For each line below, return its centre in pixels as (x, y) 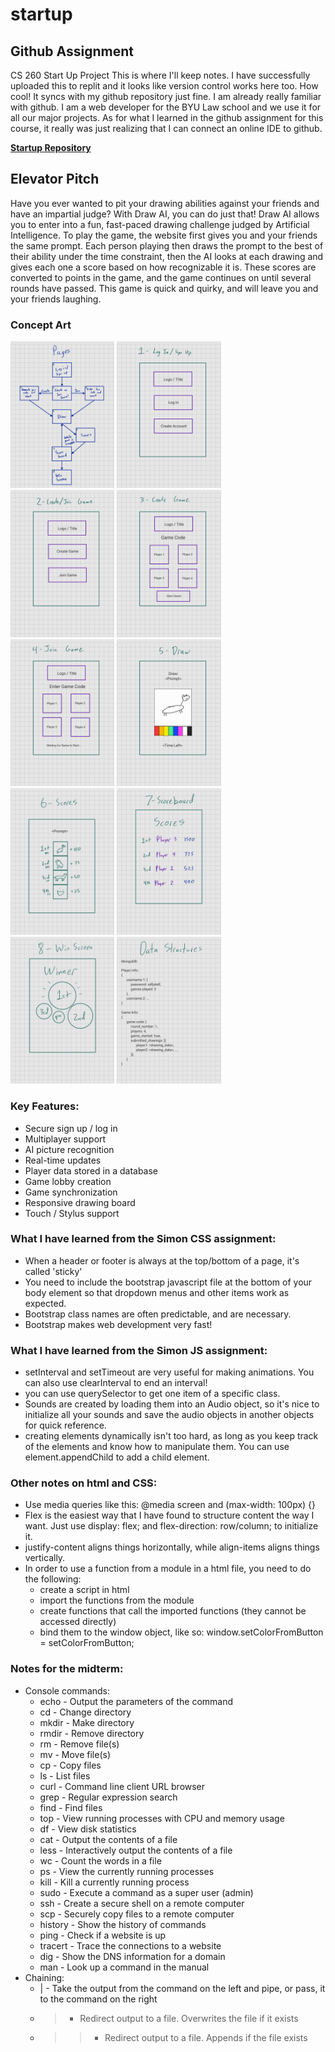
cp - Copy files (70, 1765)
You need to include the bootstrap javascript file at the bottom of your (168, 1282)
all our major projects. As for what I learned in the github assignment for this (167, 117)
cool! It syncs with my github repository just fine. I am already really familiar (166, 96)
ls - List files (65, 1775)
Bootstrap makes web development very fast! (118, 1324)
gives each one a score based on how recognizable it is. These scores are (163, 267)
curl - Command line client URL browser (122, 1786)
